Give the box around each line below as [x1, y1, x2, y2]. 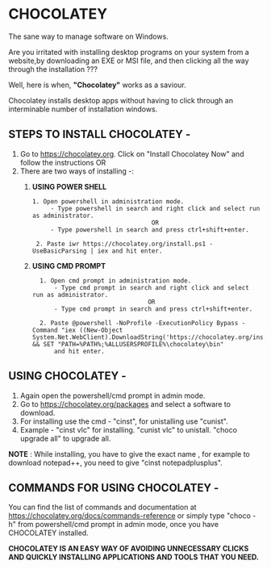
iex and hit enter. [97, 247, 163, 255]
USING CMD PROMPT [31, 261, 106, 270]
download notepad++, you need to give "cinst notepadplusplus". [8, 458, 223, 467]
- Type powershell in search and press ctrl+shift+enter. [50, 225, 250, 234]
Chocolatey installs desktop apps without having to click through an [8, 95, 234, 105]
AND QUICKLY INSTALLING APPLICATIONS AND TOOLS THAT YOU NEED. [8, 552, 260, 562]
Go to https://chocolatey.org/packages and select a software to [19, 399, 231, 408]
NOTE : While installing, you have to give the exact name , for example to [8, 449, 250, 458]
